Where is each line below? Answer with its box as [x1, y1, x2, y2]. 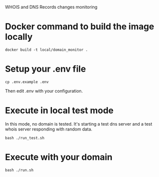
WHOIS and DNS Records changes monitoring [5, 4, 98, 10]
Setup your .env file [5, 64, 86, 75]
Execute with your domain [5, 152, 113, 162]
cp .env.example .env [5, 80, 49, 84]
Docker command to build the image [5, 21, 155, 32]
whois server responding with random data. [5, 126, 92, 132]
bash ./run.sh [5, 167, 34, 173]
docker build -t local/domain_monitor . [5, 47, 88, 52]
